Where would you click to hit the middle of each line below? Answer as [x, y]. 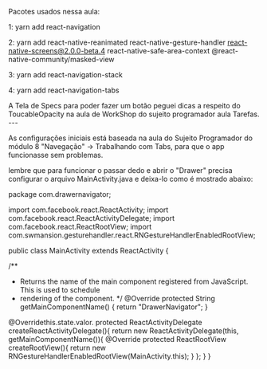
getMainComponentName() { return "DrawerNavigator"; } [114, 307]
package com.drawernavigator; [60, 194]
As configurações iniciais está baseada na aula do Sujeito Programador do [131, 138]
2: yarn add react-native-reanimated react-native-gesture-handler [117, 42]
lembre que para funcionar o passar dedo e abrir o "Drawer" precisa [120, 170]
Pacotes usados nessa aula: [54, 12]
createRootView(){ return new [57, 347]
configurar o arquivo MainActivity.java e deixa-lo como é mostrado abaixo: [131, 179]
